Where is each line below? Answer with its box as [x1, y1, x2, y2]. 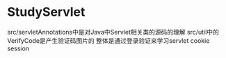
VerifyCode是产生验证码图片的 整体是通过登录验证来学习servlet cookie [7, 36, 210, 45]
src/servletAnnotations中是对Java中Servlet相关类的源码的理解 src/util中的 [7, 28, 219, 36]
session [7, 44, 30, 52]
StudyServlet [7, 4, 86, 20]
